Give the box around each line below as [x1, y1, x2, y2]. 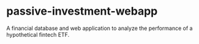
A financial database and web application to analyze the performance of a [6, 24, 193, 32]
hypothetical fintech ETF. [6, 31, 70, 38]
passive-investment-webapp [6, 4, 158, 18]
